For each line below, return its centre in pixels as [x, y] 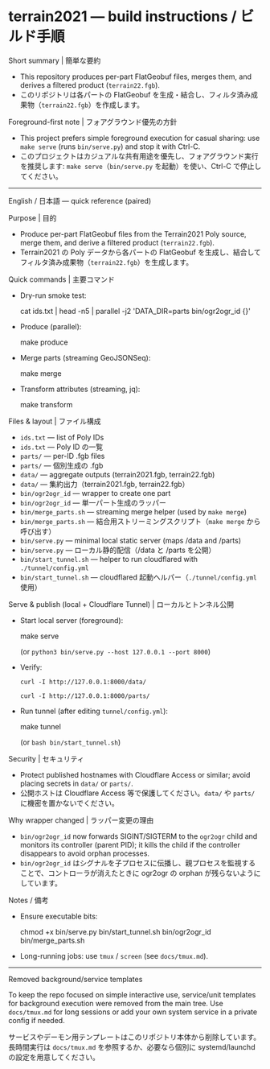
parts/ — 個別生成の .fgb [61, 465]
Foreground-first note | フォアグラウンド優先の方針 [93, 122]
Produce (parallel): [51, 326]
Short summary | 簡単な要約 [55, 60]
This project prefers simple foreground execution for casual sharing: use [140, 138]
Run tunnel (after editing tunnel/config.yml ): [94, 711]
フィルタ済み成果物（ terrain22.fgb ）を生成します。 [106, 262]
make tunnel [41, 726]
